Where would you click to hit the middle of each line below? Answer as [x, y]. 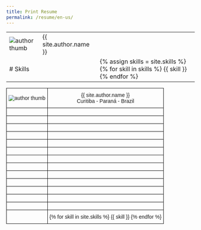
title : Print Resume [32, 12]
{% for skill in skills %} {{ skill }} [143, 69]
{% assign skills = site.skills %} [143, 62]
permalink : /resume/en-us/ [40, 17]
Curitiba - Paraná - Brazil [106, 101]
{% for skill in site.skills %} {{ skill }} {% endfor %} [106, 217]
